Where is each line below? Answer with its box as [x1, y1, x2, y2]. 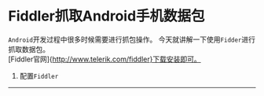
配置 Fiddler [19, 71, 59, 80]
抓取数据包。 [8, 44, 49, 54]
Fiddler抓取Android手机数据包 [8, 7, 206, 25]
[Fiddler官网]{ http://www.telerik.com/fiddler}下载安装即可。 [8, 54, 202, 64]
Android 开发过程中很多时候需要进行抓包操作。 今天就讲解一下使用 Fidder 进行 [8, 35, 256, 44]
